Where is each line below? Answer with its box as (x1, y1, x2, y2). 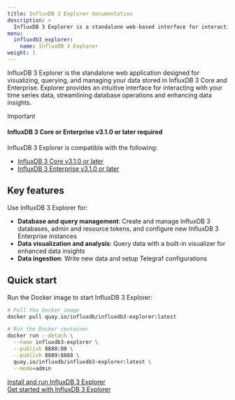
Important (7, 111, 36, 120)
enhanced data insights (17, 247, 85, 255)
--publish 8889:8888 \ (13, 352, 80, 359)
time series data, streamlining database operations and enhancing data (7, 90, 212, 99)
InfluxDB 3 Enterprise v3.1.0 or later (17, 165, 120, 173)
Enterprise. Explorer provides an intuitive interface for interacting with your (7, 83, 222, 92)
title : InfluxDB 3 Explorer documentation (7, 10, 133, 18)
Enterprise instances (17, 232, 77, 240)
